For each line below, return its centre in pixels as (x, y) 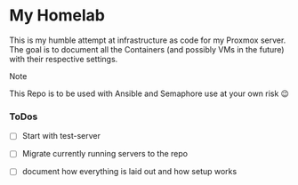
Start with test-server (61, 136)
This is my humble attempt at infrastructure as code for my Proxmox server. (148, 40)
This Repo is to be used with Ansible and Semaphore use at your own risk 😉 (149, 93)
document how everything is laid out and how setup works (129, 172)
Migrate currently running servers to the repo (105, 154)
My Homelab (57, 16)
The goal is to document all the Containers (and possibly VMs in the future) (147, 49)
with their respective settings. (64, 59)
